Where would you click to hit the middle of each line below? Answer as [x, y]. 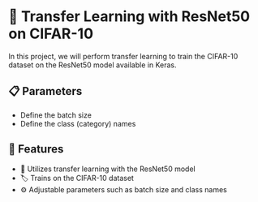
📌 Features [36, 149]
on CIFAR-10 [51, 34]
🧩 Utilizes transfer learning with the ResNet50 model [108, 169]
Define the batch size [56, 115]
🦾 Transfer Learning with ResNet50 [129, 17]
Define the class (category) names [78, 123]
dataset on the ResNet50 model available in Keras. [92, 65]
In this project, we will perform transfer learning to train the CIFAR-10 [123, 56]
